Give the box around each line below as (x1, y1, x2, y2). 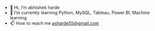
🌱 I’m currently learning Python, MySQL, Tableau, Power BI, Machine (9, 10, 150, 15)
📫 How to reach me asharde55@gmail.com (9, 20, 99, 26)
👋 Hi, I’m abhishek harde (9, 5, 60, 10)
